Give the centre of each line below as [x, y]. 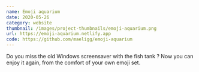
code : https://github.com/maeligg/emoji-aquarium [70, 39]
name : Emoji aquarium [33, 12]
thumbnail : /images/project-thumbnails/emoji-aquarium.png [82, 28]
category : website [29, 23]
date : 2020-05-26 [28, 17]
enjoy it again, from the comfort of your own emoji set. [73, 62]
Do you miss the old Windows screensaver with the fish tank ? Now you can [100, 56]
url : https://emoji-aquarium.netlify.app [59, 34]
